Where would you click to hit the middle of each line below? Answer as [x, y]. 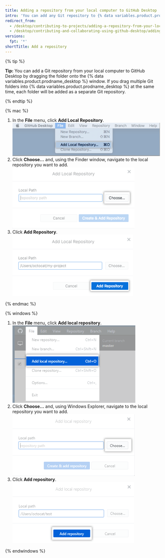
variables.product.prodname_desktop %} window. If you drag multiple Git [79, 81]
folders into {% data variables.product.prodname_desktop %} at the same [80, 86]
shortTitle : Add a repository [36, 47]
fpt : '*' [18, 42]
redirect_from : [21, 21]
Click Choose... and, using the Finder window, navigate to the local [80, 160]
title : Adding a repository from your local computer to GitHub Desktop [81, 10]
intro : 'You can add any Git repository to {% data [59, 15]
